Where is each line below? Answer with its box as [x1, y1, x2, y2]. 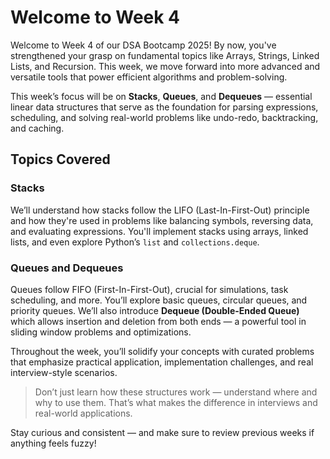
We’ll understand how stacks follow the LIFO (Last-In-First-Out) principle [10, 204, 310, 216]
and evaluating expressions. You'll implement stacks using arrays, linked [10, 225, 309, 237]
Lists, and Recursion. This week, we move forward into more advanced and [10, 60, 321, 72]
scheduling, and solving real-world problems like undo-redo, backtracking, [10, 111, 319, 123]
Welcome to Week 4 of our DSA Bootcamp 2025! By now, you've [10, 39, 277, 51]
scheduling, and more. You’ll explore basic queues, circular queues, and [10, 294, 308, 306]
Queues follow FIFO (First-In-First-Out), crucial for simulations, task [10, 283, 289, 295]
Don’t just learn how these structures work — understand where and [34, 386, 318, 398]
